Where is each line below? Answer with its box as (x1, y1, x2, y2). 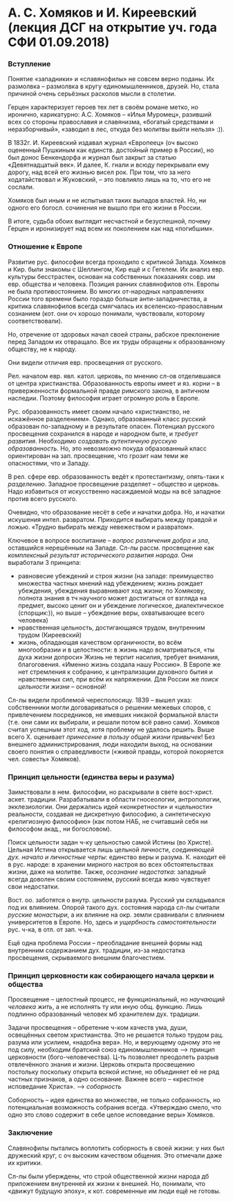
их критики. (8, 1158, 43, 1167)
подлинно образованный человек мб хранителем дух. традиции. (8, 1010, 201, 1018)
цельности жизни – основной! (17, 682, 106, 691)
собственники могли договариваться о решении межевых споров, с (8, 703, 212, 711)
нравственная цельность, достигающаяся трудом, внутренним (17, 623, 206, 632)
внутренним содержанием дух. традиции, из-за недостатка (8, 946, 185, 955)
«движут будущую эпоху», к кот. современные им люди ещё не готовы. (8, 1187, 221, 1195)
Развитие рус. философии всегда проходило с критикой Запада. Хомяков (8, 257, 226, 266)
